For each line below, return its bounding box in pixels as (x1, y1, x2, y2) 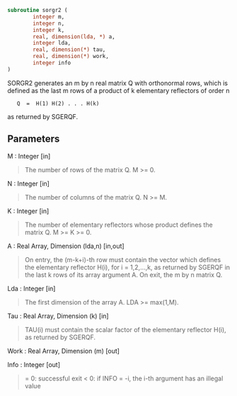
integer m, (33, 13, 65, 21)
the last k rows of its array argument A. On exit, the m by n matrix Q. (24, 270, 223, 279)
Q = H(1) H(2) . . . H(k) (16, 100, 100, 107)
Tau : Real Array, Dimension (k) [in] (7, 312, 109, 320)
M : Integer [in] (7, 152, 51, 160)
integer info (33, 60, 71, 67)
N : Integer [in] (7, 179, 50, 188)
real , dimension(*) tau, (33, 46, 106, 53)
